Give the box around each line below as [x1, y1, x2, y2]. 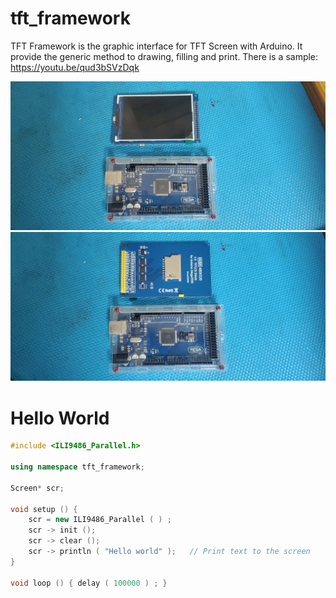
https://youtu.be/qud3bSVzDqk [10, 61, 140, 73]
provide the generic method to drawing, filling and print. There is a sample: [10, 50, 319, 62]
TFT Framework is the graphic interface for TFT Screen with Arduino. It [10, 40, 303, 52]
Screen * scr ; [10, 483, 65, 493]
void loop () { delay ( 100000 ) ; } [10, 578, 168, 588]
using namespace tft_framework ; [10, 462, 145, 472]
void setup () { [10, 504, 78, 514]
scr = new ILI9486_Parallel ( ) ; [28, 515, 172, 525]
